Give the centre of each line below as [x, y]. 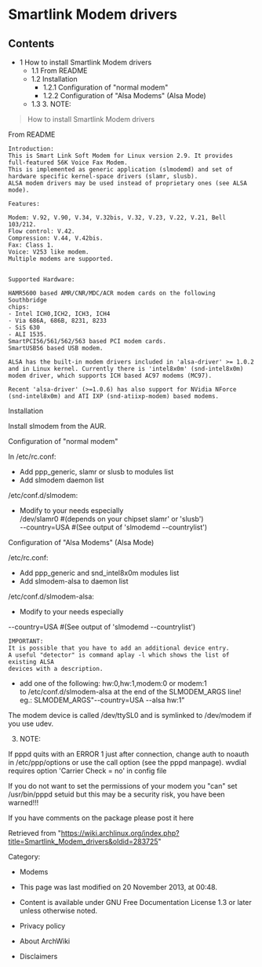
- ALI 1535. [27, 335]
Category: [24, 857]
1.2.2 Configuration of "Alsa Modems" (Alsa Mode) [124, 95]
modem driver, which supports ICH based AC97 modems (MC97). [110, 375]
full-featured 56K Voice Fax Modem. [68, 163]
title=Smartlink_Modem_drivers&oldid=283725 [83, 841]
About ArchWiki [45, 941]
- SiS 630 [24, 328]
